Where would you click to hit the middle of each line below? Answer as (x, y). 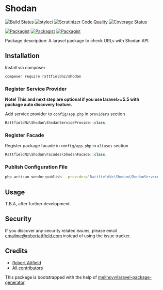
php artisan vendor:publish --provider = (47, 177)
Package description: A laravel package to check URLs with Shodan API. (77, 40)
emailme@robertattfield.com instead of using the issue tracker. (68, 236)
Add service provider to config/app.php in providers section (65, 114)
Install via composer (25, 67)
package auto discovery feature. (39, 104)
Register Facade (25, 135)
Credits (16, 251)
